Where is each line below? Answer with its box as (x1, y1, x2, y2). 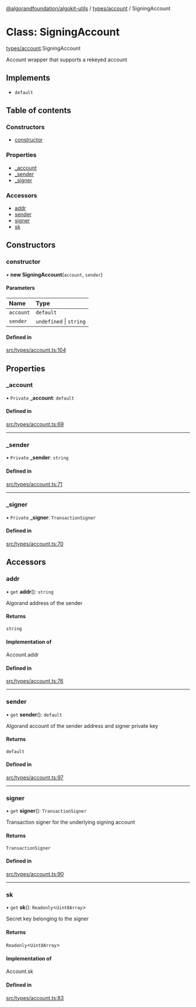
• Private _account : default (6, 394, 75, 401)
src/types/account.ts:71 (6, 480, 63, 487)
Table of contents (6, 105, 71, 116)
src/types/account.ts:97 (6, 774, 64, 781)
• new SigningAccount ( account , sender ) (6, 271, 103, 278)
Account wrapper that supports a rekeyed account (6, 56, 127, 63)
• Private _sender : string (6, 454, 69, 461)
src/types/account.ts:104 (6, 346, 66, 353)
